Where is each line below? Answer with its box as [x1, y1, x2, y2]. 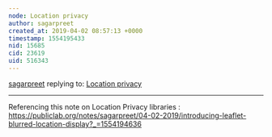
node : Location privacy [8, 11, 89, 20]
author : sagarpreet [8, 19, 74, 27]
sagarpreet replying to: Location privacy [8, 78, 142, 89]
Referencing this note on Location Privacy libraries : [8, 102, 181, 111]
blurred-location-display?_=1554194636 [8, 118, 142, 129]
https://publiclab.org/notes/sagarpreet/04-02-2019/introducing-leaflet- [8, 110, 247, 120]
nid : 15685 [8, 42, 45, 50]
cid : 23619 [8, 49, 45, 57]
